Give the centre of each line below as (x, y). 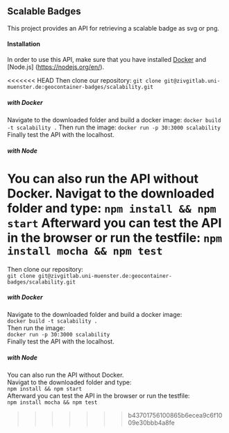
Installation (24, 44)
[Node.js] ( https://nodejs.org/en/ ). (56, 67)
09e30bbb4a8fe (151, 423)
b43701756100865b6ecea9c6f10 (175, 416)
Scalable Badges (44, 11)
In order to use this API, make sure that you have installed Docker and (107, 60)
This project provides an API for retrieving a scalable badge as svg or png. (113, 28)
